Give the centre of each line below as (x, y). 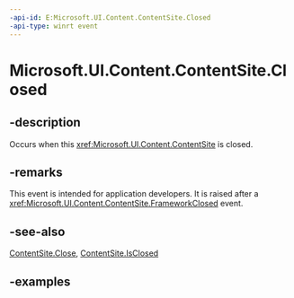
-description (45, 123)
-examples (40, 281)
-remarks (36, 172)
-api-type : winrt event (54, 26)
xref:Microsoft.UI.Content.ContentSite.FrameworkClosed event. (126, 204)
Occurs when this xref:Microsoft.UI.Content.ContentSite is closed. (131, 144)
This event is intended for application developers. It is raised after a (134, 194)
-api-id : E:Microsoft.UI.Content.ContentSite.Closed (110, 18)
